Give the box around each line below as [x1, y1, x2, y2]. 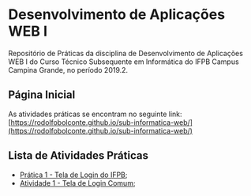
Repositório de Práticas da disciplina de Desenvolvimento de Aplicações [8, 48, 243, 58]
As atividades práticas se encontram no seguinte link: [8, 109, 183, 119]
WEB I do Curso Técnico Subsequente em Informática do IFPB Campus [8, 57, 239, 66]
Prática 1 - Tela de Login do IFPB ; [19, 170, 128, 179]
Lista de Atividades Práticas [8, 149, 148, 163]
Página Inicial [8, 89, 76, 102]
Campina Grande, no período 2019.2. [8, 65, 129, 74]
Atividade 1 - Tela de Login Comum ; [19, 178, 136, 187]
